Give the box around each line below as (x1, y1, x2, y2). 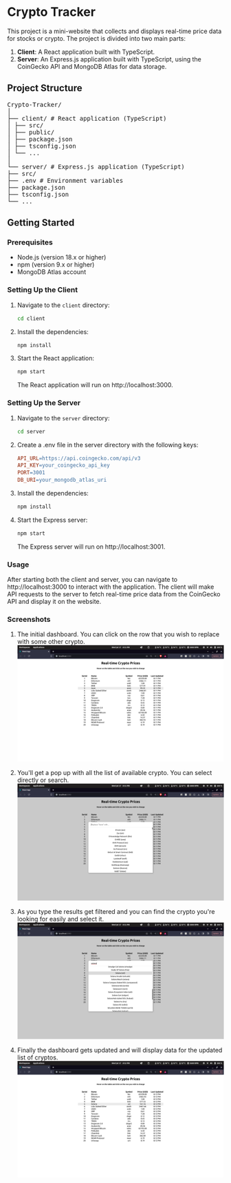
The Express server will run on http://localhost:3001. (16, 542, 166, 551)
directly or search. (16, 776, 69, 784)
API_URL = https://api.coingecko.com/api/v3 (16, 455, 141, 462)
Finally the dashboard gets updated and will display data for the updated (16, 1046, 223, 1054)
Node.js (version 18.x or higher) (16, 253, 107, 262)
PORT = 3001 (16, 469, 46, 476)
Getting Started (7, 217, 75, 228)
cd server (16, 428, 46, 435)
